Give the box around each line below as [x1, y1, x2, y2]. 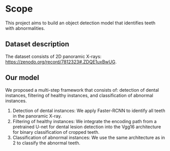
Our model [5, 73, 40, 82]
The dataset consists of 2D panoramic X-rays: [5, 53, 101, 59]
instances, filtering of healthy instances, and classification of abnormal [5, 92, 153, 98]
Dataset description [5, 40, 70, 49]
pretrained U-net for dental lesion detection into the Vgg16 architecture [12, 124, 161, 130]
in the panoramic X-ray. [12, 112, 62, 119]
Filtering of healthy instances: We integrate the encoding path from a [12, 118, 157, 124]
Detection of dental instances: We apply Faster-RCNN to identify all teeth [12, 107, 165, 114]
